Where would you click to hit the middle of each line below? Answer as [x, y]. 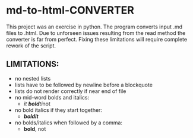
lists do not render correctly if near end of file [70, 91]
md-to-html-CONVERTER [70, 10]
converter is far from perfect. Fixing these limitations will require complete [97, 39]
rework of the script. [31, 46]
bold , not [35, 129]
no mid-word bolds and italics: [52, 97]
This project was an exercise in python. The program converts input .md [94, 27]
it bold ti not [37, 104]
